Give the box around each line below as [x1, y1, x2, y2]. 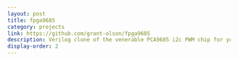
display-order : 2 [7, 43, 59, 50]
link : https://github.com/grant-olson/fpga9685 [7, 29, 151, 37]
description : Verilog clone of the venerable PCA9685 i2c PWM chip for [7, 36, 223, 43]
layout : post [7, 10, 46, 18]
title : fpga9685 [7, 17, 55, 24]
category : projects [7, 23, 65, 30]
